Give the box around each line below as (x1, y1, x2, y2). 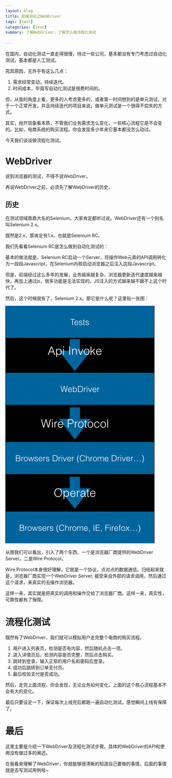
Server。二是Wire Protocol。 (5, 555, 66, 562)
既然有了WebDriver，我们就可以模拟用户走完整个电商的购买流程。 (5, 634, 144, 641)
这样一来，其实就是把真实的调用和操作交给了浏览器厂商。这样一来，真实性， (5, 590, 167, 596)
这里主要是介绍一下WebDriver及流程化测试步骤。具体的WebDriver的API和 (5, 743, 160, 749)
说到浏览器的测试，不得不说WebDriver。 (5, 173, 91, 179)
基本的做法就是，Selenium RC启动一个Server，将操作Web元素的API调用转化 (5, 254, 166, 260)
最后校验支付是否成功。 (12, 671, 62, 677)
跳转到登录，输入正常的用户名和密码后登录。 (12, 658, 107, 664)
